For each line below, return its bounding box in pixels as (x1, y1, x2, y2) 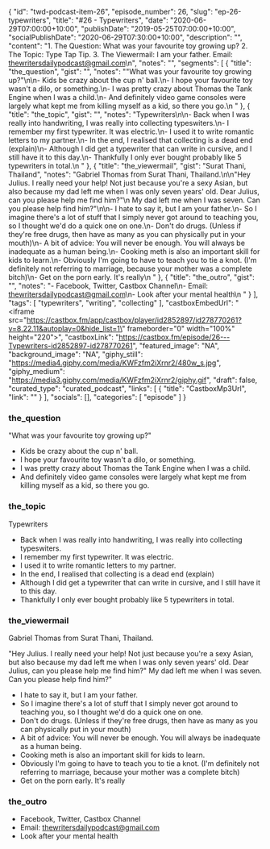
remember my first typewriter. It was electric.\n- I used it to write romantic (8, 127, 255, 136)
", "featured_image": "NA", (132, 341, 220, 350)
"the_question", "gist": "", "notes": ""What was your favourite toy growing (8, 67, 252, 76)
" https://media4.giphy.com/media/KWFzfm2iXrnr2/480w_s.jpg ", (8, 358, 222, 368)
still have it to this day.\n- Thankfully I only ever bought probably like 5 (8, 152, 242, 162)
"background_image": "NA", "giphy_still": (8, 350, 143, 359)
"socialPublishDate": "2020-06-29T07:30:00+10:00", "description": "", (8, 32, 243, 42)
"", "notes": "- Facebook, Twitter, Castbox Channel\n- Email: (8, 281, 208, 290)
